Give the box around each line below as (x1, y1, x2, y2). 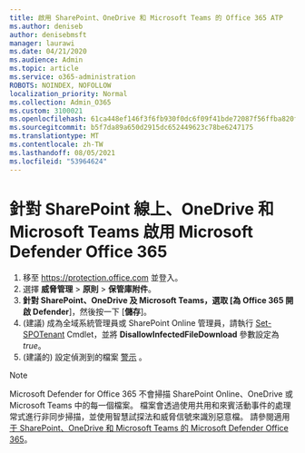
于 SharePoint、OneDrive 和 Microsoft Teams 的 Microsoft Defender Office (9, 423, 289, 434)
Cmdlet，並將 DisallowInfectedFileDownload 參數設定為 (66, 329, 280, 340)
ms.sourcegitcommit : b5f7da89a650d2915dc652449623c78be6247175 (9, 123, 254, 133)
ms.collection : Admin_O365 (9, 97, 112, 107)
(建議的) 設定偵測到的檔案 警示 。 (22, 351, 147, 363)
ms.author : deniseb (9, 22, 84, 31)
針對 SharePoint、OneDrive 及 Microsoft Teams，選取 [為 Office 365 (22, 295, 284, 306)
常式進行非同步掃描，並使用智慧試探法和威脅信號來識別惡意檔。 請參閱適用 (9, 411, 290, 422)
